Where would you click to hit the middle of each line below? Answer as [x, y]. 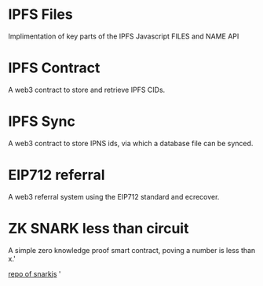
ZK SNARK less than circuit [99, 228]
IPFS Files [40, 15]
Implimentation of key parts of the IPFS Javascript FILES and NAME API [124, 36]
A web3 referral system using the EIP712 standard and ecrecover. [114, 196]
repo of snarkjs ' [35, 273]
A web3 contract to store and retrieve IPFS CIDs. [87, 90]
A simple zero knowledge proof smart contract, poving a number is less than [132, 250]
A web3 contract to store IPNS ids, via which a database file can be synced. [131, 143]
